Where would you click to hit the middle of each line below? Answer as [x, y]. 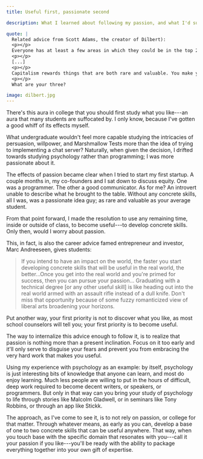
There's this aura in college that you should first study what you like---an [97, 113]
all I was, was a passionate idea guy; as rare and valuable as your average [98, 200]
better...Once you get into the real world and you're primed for [98, 274]
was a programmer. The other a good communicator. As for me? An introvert [101, 188]
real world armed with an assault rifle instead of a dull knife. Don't [103, 294]
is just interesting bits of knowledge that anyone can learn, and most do [95, 374]
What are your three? [39, 84]
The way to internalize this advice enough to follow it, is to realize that [93, 336]
